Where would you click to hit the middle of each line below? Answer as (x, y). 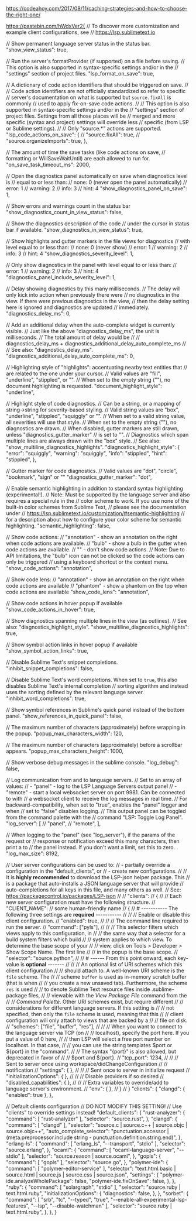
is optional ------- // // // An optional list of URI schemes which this (101, 964)
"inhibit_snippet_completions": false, (50, 668)
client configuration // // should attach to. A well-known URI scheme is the (95, 970)
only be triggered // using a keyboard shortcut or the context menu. (87, 562)
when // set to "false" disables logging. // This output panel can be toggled (96, 811)
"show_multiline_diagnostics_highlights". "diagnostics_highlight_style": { (93, 447)
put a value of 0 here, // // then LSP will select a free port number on (88, 1039)
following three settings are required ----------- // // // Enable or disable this (98, 915)
